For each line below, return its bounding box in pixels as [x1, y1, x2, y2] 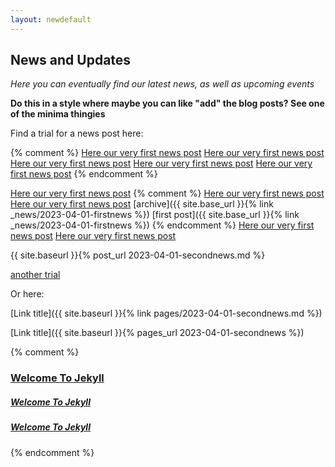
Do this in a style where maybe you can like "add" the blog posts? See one [10, 97, 325, 110]
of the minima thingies [10, 108, 106, 120]
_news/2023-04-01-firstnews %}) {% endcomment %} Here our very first [10, 219, 315, 231]
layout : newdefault [10, 14, 92, 25]
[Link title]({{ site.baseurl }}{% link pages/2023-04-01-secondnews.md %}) [10, 307, 323, 320]
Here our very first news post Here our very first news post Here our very [10, 157, 313, 170]
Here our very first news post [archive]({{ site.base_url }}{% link [10, 198, 274, 210]
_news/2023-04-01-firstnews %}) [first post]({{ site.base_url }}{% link [10, 209, 300, 221]
